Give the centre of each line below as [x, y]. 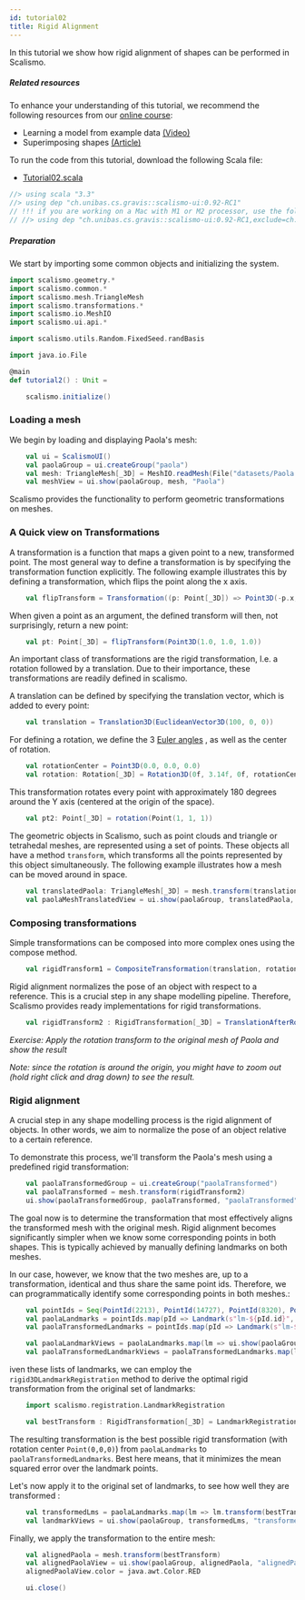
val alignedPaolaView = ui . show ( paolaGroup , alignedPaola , [140, 1563]
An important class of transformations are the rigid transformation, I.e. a [144, 659]
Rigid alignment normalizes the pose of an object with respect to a [133, 986]
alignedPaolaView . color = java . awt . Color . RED [113, 1572]
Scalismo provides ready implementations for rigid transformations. [135, 1006]
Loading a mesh [45, 420]
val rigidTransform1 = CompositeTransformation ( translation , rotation [162, 969]
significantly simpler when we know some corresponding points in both [143, 1237]
